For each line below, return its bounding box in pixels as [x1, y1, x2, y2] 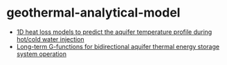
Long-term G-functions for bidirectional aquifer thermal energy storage [16, 42, 219, 50]
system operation [16, 50, 67, 58]
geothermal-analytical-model [6, 5, 181, 21]
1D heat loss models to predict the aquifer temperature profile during [16, 28, 212, 36]
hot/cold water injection [16, 35, 84, 43]
